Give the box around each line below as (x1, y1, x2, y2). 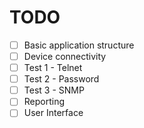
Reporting (23, 96, 66, 108)
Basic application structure (23, 39, 135, 51)
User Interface (23, 107, 84, 119)
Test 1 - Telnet (23, 62, 83, 74)
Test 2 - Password (23, 73, 100, 85)
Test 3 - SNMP (23, 84, 85, 96)
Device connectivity (23, 51, 107, 62)
